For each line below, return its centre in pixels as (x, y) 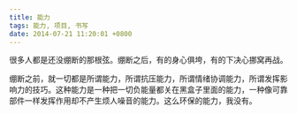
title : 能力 (30, 17)
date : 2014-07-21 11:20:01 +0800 (71, 34)
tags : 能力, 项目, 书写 (49, 26)
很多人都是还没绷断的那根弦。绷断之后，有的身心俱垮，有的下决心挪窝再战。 (148, 60)
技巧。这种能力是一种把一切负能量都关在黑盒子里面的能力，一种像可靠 (160, 90)
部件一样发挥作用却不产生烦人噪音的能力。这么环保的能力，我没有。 (133, 101)
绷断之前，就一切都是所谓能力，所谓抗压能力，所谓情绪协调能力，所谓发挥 (145, 79)
